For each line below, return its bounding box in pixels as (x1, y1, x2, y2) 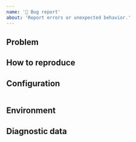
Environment (6, 106, 56, 116)
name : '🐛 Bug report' (6, 8, 61, 15)
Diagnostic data (6, 126, 68, 137)
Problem (6, 37, 39, 47)
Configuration (6, 78, 60, 89)
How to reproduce (6, 58, 76, 68)
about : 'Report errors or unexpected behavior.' (6, 15, 131, 21)
